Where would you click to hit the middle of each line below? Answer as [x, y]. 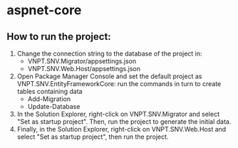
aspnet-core [44, 10]
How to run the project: [59, 37]
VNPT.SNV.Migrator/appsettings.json [82, 61]
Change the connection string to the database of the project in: [109, 53]
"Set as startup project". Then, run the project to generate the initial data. [124, 122]
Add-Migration [49, 99]
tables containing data [50, 91]
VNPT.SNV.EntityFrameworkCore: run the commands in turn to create [119, 84]
